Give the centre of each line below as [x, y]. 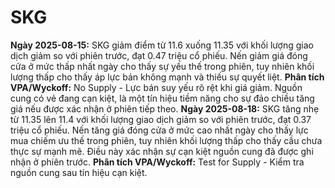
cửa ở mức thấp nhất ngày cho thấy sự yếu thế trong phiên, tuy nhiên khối [162, 66]
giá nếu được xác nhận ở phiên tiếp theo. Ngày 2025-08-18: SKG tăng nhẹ [165, 108]
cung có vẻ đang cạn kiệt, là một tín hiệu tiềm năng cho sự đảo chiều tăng [162, 98]
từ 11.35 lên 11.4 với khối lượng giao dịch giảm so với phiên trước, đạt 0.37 [161, 119]
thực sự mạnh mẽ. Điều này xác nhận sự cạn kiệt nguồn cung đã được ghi [162, 151]
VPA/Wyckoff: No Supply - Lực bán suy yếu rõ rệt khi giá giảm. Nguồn [156, 87]
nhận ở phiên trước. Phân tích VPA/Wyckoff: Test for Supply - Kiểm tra [157, 162]
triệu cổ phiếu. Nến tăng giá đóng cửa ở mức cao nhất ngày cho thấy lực [159, 130]
